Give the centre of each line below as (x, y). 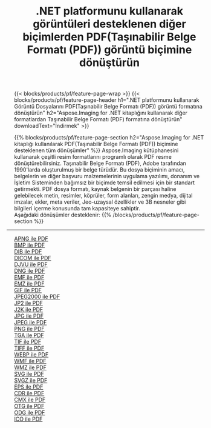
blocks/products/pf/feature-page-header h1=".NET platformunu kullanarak (107, 100)
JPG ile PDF (29, 316)
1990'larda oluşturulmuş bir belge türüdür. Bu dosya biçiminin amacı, (99, 170)
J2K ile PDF (29, 310)
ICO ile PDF (28, 419)
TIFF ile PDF (29, 348)
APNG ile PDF (31, 239)
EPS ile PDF (29, 387)
